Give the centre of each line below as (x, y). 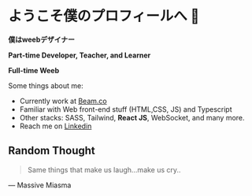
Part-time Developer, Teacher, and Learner (80, 55)
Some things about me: (46, 85)
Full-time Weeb (34, 70)
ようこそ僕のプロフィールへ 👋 (104, 16)
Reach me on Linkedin (56, 126)
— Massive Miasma (40, 185)
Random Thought (52, 151)
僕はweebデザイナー (41, 39)
